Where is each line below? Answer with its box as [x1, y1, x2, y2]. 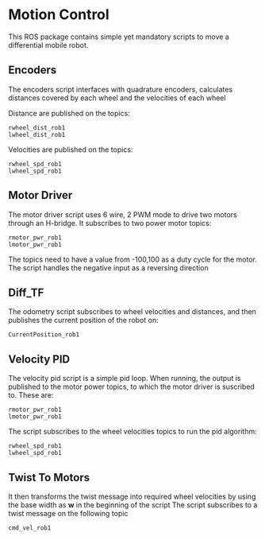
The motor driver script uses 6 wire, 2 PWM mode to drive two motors [8, 209, 237, 219]
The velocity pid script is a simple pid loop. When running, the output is [8, 374, 241, 383]
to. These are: [8, 390, 54, 400]
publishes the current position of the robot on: [8, 316, 159, 325]
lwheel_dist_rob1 [8, 130, 66, 138]
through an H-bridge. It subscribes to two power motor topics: [8, 218, 212, 227]
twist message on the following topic [8, 509, 129, 518]
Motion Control [8, 6, 109, 24]
